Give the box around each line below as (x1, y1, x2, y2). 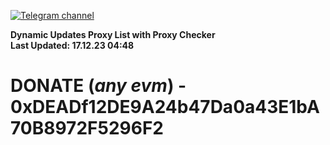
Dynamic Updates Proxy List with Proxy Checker (10, 29, 216, 40)
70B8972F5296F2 (10, 117, 164, 140)
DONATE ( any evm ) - (10, 75, 187, 97)
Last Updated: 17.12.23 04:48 (10, 40, 135, 51)
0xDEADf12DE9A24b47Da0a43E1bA (10, 96, 320, 119)
